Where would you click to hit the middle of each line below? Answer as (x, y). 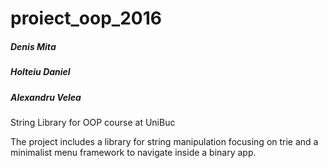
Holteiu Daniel (40, 72)
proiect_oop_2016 (86, 18)
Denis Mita (33, 46)
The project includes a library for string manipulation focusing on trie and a (164, 141)
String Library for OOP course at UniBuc (93, 122)
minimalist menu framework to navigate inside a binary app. (133, 152)
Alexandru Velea (46, 97)
